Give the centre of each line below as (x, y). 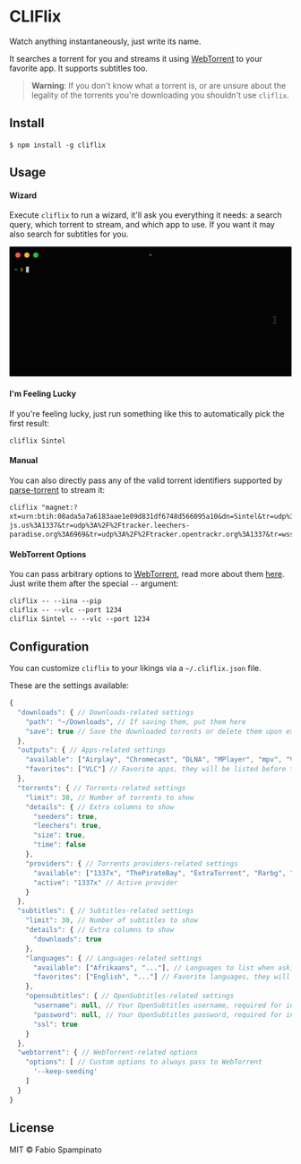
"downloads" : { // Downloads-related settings (106, 712)
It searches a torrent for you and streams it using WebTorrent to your (136, 58)
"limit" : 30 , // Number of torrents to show (110, 798)
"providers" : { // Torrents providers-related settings (132, 863)
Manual (24, 461)
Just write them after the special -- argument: (94, 583)
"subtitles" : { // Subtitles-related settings (106, 911)
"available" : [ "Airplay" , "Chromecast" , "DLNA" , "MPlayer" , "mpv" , (154, 760)
